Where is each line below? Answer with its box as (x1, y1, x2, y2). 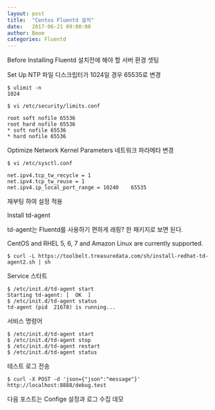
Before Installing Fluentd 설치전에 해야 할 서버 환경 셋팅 (7, 56, 159, 65)
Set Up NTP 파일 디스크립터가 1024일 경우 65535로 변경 (7, 71, 161, 79)
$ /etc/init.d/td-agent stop (7, 337, 91, 344)
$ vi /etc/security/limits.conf (7, 103, 100, 110)
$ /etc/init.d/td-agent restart (7, 343, 100, 350)
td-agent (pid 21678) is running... (7, 304, 116, 311)
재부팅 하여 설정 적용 (7, 197, 63, 205)
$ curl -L (7, 253, 36, 260)
